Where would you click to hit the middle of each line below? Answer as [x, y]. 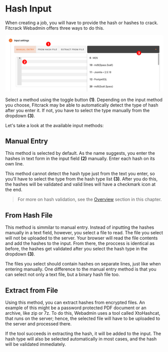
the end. [14, 190]
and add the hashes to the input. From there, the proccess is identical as [80, 243]
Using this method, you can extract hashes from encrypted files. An [75, 303]
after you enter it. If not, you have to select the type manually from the [77, 110]
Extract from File [32, 290]
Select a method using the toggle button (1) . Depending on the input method [84, 100]
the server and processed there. [38, 324]
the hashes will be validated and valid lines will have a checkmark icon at [80, 185]
